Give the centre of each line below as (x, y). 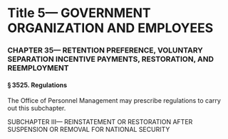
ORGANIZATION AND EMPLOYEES (110, 28)
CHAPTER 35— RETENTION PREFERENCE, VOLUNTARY (105, 50)
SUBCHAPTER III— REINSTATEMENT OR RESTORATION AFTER (100, 122)
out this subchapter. (37, 109)
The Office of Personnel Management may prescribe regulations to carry (114, 101)
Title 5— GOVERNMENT (79, 13)
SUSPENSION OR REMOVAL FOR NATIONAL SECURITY (89, 130)
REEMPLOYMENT (38, 68)
